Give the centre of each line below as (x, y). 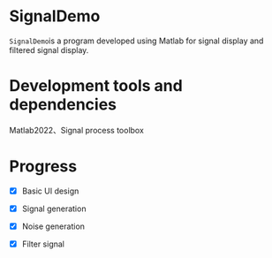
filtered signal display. (49, 49)
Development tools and (96, 86)
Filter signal (43, 244)
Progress (43, 167)
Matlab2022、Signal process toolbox (76, 130)
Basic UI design (50, 191)
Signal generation (54, 209)
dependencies (63, 105)
